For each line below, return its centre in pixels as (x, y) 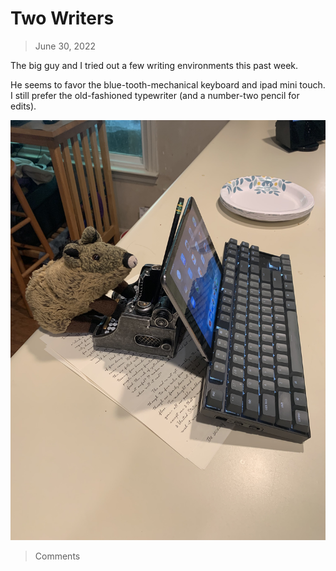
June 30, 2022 (65, 46)
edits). (23, 106)
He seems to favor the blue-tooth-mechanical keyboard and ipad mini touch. (168, 84)
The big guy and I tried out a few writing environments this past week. (154, 65)
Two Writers (62, 18)
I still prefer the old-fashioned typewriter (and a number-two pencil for (155, 95)
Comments (57, 556)
